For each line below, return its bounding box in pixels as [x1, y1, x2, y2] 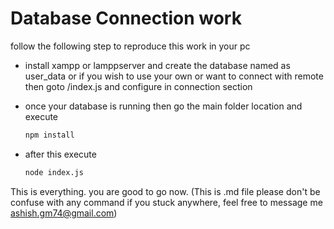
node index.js [24, 167, 84, 177]
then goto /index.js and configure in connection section [24, 80, 253, 92]
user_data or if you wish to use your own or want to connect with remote [24, 70, 324, 82]
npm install [24, 130, 75, 140]
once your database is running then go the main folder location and [24, 100, 303, 112]
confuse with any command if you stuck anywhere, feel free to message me [10, 196, 323, 208]
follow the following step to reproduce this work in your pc [10, 40, 251, 52]
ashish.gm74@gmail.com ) [10, 207, 118, 219]
